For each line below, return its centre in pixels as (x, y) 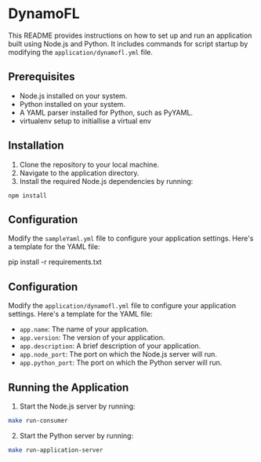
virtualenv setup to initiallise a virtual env (85, 121)
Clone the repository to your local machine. (89, 164)
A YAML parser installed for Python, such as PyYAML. (106, 112)
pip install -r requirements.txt (55, 262)
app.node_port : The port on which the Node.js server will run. (118, 354)
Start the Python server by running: (76, 435)
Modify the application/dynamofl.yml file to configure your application (122, 306)
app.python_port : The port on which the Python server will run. (121, 363)
